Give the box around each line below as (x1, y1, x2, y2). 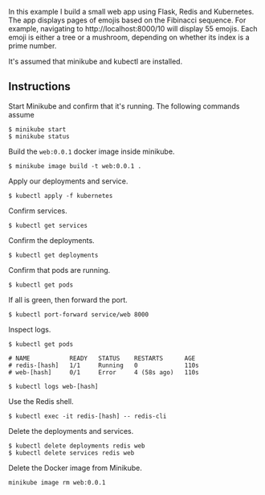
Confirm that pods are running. (8, 265, 111, 274)
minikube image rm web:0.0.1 (8, 478, 106, 486)
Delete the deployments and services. (8, 426, 134, 435)
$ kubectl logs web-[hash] (8, 382, 99, 390)
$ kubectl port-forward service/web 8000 (8, 310, 149, 319)
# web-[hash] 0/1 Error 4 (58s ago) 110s (8, 368, 199, 377)
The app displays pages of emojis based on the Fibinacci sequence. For (8, 15, 247, 25)
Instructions (8, 80, 71, 93)
